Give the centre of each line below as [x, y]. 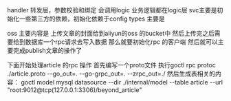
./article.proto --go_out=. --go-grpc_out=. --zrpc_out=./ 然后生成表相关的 [111, 74]
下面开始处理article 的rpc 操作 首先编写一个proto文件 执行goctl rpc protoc [112, 65]
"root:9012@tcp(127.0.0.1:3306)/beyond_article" [75, 90]
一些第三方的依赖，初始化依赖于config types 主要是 [92, 19]
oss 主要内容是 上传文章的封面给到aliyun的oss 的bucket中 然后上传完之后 [111, 33]
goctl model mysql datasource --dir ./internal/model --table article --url [122, 82]
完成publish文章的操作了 [47, 50]
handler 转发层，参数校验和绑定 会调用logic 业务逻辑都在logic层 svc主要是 [112, 10]
